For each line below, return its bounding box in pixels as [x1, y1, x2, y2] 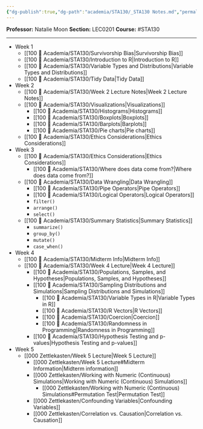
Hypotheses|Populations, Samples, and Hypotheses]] [33, 274, 167, 282]
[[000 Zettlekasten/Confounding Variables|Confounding [33, 397, 173, 404]
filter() [33, 198, 56, 205]
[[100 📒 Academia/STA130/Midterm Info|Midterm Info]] [24, 255, 160, 262]
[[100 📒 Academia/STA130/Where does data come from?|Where [33, 165, 192, 173]
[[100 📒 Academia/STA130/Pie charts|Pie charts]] [33, 127, 155, 134]
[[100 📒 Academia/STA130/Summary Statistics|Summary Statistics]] [24, 216, 193, 224]
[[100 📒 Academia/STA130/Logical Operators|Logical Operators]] [33, 191, 195, 198]
